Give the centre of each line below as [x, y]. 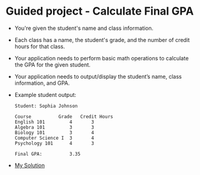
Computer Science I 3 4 [54, 138]
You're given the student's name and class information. [84, 28]
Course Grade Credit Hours [64, 116]
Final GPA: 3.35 [47, 154]
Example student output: [45, 95]
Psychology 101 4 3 [54, 143]
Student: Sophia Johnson [46, 106]
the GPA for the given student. [52, 65]
